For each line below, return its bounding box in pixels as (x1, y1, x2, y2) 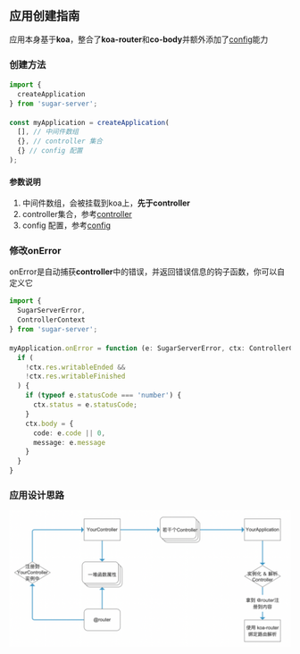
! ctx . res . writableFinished (25, 372, 126, 381)
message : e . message (32, 438, 105, 447)
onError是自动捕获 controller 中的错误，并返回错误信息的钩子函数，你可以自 (9, 266, 286, 277)
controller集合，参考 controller (21, 209, 132, 220)
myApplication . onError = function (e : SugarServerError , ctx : (9, 343, 246, 353)
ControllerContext (17, 315, 87, 324)
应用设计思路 (9, 490, 65, 502)
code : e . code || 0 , (32, 428, 105, 438)
